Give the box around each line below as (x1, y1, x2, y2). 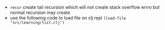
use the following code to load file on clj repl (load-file (10, 15, 126, 20)
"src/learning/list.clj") (10, 20, 65, 25)
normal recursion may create (10, 9, 71, 15)
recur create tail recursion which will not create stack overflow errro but (10, 4, 160, 10)
